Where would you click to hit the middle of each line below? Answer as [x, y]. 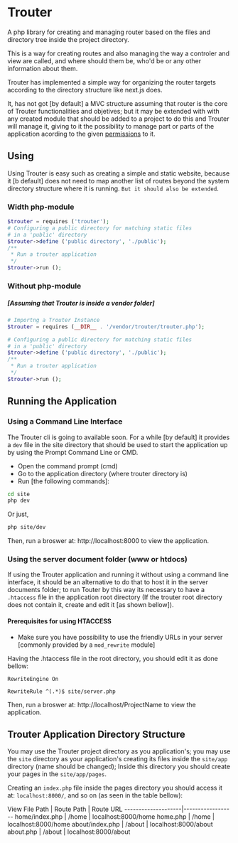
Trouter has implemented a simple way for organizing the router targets [112, 82]
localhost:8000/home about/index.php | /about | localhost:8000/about [110, 825]
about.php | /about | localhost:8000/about [69, 832]
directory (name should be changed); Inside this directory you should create [119, 767]
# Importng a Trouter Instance [54, 320]
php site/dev [27, 527]
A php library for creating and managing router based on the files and [109, 32]
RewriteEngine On [33, 679]
